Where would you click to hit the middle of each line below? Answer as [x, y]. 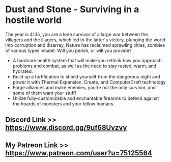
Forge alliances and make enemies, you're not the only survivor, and [84, 87]
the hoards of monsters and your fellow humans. [64, 103]
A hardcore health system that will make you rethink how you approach [87, 60]
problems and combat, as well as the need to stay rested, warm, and [84, 66]
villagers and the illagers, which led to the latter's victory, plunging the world [85, 40]
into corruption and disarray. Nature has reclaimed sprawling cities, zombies [85, 45]
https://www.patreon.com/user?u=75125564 [79, 153]
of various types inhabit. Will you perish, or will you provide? [68, 50]
